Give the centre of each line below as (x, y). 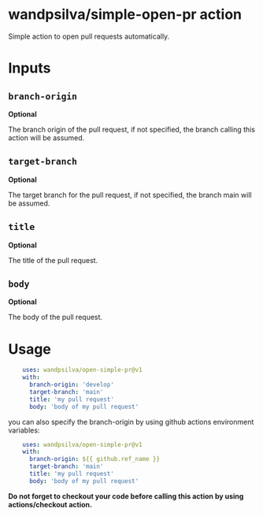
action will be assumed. (46, 137)
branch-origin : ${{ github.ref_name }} (94, 459)
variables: (24, 430)
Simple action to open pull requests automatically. (89, 36)
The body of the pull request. (56, 317)
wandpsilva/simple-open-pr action (125, 15)
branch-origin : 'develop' (71, 385)
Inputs (30, 68)
